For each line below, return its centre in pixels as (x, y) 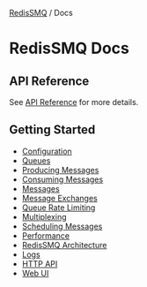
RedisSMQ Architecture (64, 245)
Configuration (47, 151)
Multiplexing (44, 216)
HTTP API (40, 263)
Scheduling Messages (62, 226)
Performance (46, 235)
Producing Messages (60, 170)
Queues (36, 160)
